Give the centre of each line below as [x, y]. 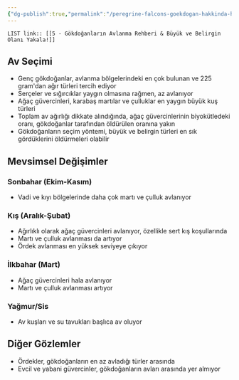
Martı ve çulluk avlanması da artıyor [70, 238]
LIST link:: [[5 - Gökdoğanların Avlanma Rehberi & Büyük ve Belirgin [114, 33]
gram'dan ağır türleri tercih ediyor [67, 86]
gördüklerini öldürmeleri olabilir [63, 139]
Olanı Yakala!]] [31, 40]
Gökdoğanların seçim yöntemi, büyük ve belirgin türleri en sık [107, 132]
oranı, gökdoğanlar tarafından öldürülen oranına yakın [96, 124]
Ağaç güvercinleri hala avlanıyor [65, 280]
